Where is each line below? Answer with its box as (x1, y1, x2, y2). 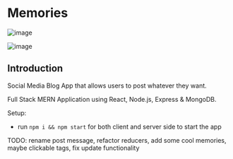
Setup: (7, 108, 27, 117)
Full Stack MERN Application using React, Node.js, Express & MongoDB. (7, 95, 217, 103)
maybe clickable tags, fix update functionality (7, 143, 140, 152)
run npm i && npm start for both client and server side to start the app (17, 122, 222, 131)
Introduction (7, 62, 64, 75)
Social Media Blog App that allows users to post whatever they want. (7, 81, 207, 90)
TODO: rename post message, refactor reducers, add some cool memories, (7, 136, 227, 144)
